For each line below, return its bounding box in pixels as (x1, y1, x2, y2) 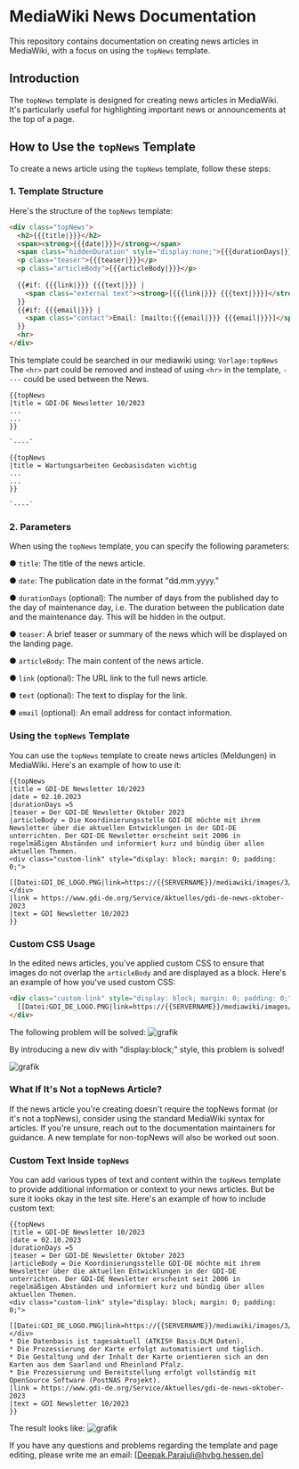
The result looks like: (9, 1423, 85, 1433)
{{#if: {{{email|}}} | (17, 306, 101, 314)
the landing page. (9, 639, 74, 649)
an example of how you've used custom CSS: (9, 976, 176, 987)
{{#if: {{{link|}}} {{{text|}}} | (17, 281, 145, 290)
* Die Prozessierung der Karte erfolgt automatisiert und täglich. (9, 1345, 265, 1354)
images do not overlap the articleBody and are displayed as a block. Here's (9, 967, 287, 977)
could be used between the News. (23, 373, 149, 384)
